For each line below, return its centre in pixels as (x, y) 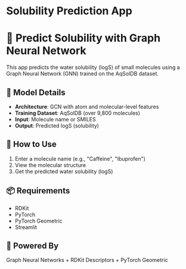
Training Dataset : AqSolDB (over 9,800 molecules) (77, 113)
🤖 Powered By (32, 245)
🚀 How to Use (31, 144)
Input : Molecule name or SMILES (55, 119)
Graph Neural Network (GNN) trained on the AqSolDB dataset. (83, 74)
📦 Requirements (38, 191)
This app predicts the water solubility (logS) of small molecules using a (93, 67)
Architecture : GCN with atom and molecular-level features (87, 107)
